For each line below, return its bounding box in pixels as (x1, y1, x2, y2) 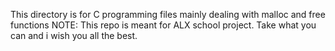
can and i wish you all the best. (10, 30, 138, 41)
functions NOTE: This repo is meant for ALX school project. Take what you (10, 19, 317, 31)
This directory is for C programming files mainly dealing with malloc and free (10, 9, 326, 20)
